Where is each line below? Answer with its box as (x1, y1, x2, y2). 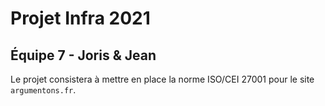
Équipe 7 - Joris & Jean (10, 47, 157, 64)
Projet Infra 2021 (10, 7, 151, 30)
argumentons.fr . (10, 84, 77, 96)
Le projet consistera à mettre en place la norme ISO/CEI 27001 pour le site (10, 73, 315, 85)
